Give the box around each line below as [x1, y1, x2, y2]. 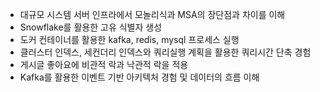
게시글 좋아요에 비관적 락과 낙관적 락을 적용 [19, 59, 189, 70]
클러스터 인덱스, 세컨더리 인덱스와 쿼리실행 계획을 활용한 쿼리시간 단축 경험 [19, 46, 312, 58]
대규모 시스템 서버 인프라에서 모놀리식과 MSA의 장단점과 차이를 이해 [19, 9, 286, 20]
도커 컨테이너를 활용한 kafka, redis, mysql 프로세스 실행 [19, 34, 240, 45]
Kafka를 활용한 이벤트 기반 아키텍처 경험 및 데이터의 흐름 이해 [19, 71, 260, 83]
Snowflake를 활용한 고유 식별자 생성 [19, 21, 163, 33]
